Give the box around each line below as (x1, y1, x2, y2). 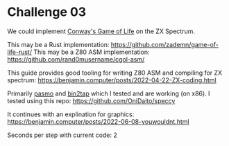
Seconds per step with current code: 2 (7, 131, 118, 139)
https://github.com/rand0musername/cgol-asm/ (7, 55, 145, 63)
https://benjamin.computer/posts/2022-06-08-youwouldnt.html (7, 117, 189, 125)
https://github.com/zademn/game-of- (110, 40, 219, 48)
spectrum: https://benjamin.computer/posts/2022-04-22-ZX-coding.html (7, 75, 217, 84)
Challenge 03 (7, 4, 87, 20)
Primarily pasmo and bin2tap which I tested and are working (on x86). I (7, 89, 210, 98)
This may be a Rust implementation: (7, 40, 110, 48)
